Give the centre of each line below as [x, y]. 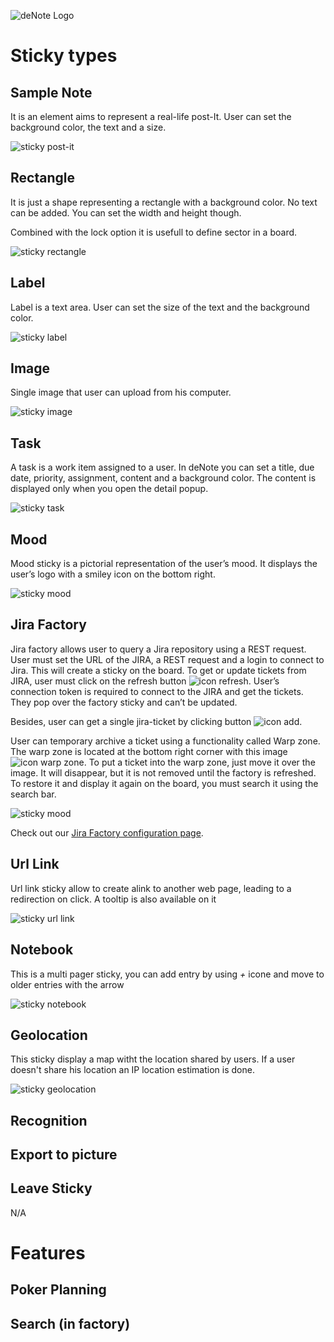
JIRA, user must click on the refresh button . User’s [145, 681]
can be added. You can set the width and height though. [126, 212]
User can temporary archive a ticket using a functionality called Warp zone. [165, 741]
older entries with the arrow [67, 984]
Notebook [42, 950]
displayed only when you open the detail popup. [109, 489]
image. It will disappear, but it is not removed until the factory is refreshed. [163, 772]
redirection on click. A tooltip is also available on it [113, 899]
